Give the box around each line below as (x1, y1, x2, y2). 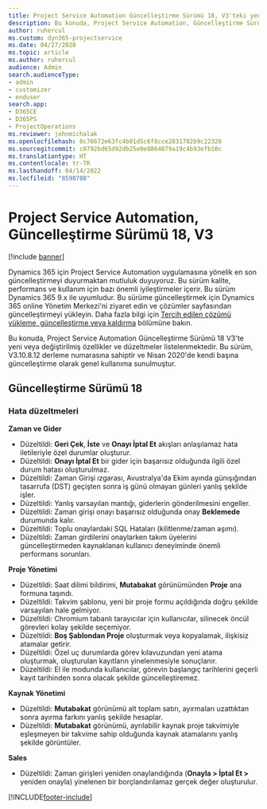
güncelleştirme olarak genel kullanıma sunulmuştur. (8, 359, 176, 368)
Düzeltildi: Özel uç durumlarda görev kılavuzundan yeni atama (19, 648, 222, 657)
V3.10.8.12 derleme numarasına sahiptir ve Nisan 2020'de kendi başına (8, 350, 239, 360)
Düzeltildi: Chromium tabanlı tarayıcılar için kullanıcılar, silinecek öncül (19, 613, 249, 623)
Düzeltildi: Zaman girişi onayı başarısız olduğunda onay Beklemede (19, 507, 241, 516)
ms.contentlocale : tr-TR (8, 160, 91, 168)
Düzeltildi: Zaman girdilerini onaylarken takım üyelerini (19, 532, 197, 542)
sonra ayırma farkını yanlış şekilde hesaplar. (19, 712, 164, 721)
